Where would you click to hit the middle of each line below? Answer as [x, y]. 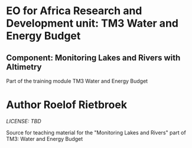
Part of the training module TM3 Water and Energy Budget [77, 81]
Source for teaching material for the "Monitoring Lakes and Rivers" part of [96, 132]
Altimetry [24, 67]
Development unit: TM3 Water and [92, 23]
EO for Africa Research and [74, 11]
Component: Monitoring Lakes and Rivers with [93, 57]
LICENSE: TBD [24, 121]
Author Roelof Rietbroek [67, 105]
